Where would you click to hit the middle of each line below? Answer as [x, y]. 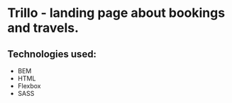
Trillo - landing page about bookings [116, 13]
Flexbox [29, 86]
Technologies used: [52, 54]
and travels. [43, 28]
